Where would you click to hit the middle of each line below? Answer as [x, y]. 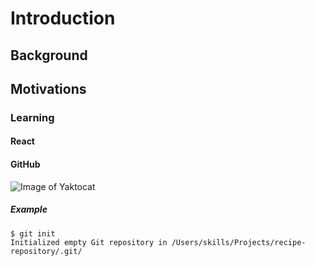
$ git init [33, 233]
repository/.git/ [46, 251]
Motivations [48, 88]
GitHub [25, 164]
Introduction [63, 18]
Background [49, 55]
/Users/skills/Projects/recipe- [239, 242]
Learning [32, 117]
